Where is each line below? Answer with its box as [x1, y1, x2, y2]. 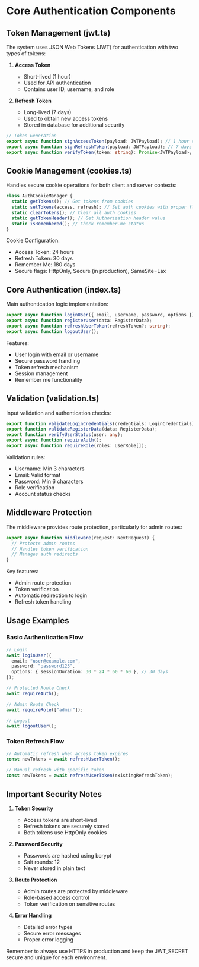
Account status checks [14, 490, 71, 497]
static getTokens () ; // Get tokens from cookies [11, 199, 134, 205]
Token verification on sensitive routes [23, 900, 115, 908]
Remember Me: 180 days [14, 261, 76, 268]
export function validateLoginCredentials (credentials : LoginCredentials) [6, 420, 195, 426]
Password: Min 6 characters [14, 478, 84, 485]
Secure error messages [23, 930, 81, 937]
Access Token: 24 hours [14, 249, 75, 256]
